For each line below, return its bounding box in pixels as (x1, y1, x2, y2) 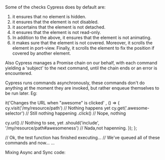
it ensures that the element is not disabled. (12, 19, 99, 25)
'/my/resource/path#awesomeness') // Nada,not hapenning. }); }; (5, 125, 137, 131)
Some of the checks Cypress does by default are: (5, 4, 106, 10)
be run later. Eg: (5, 91, 37, 96)
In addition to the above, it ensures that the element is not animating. (12, 34, 152, 40)
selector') (5, 110, 25, 116)
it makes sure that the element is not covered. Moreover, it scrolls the (12, 40, 153, 46)
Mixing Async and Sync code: (5, 150, 66, 155)
